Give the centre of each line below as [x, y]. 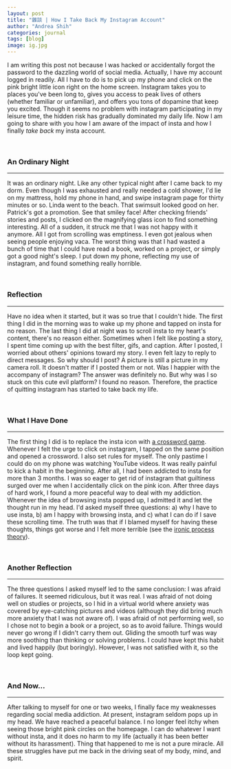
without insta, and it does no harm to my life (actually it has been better [108, 737]
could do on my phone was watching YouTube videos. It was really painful [112, 463]
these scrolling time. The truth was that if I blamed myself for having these [112, 522]
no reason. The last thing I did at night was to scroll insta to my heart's [107, 331]
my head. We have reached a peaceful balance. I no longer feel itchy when [113, 722]
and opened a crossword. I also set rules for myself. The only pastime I [108, 456]
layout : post [26, 13]
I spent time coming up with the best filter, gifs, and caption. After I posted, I [115, 345]
